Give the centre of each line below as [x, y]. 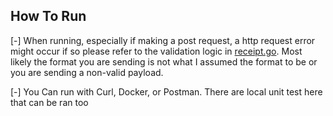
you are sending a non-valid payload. [87, 72]
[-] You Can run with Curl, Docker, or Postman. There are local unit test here [166, 91]
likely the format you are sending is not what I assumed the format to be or [164, 61]
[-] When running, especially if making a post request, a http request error [163, 40]
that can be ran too [49, 102]
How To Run [48, 16]
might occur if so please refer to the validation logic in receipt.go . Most [156, 51]
